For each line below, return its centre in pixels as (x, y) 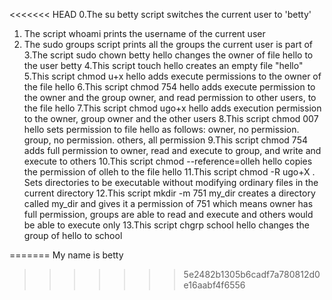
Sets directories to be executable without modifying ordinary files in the (171, 182)
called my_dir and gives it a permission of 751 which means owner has (168, 203)
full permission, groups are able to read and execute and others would (168, 214)
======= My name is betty (66, 255)
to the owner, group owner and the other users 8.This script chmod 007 (171, 118)
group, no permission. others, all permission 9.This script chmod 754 (165, 140)
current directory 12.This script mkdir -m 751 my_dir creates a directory (169, 193)
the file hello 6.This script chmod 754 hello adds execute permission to (169, 87)
